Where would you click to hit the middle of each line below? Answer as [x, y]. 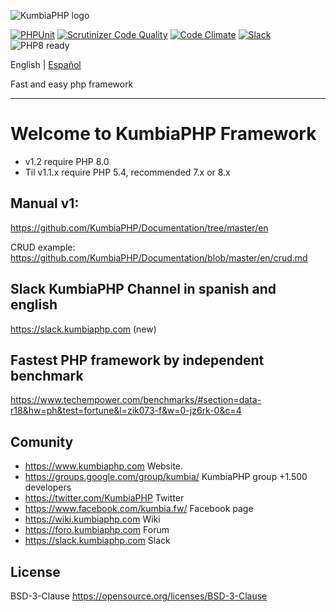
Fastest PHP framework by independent [137, 360]
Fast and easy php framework [72, 84]
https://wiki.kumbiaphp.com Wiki [92, 519]
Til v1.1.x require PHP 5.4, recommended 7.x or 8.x [127, 172]
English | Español [46, 64]
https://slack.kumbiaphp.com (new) [83, 329]
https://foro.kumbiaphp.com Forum [97, 530]
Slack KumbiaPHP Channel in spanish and [143, 289]
